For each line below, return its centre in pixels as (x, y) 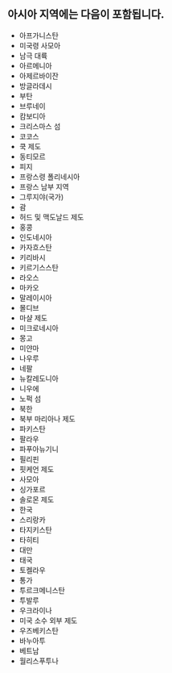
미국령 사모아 (40, 45)
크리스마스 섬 (40, 126)
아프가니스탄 (39, 36)
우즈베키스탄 (39, 630)
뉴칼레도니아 (39, 378)
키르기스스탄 (39, 267)
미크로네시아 (39, 328)
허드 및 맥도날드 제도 (51, 217)
